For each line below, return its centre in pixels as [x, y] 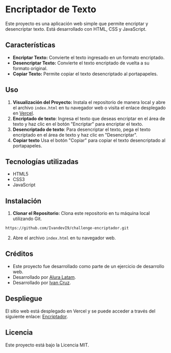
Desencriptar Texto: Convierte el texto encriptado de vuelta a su [81, 63]
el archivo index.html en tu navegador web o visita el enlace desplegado [89, 107]
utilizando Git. [27, 219]
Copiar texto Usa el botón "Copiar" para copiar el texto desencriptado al [89, 140]
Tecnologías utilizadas [42, 161]
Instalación [23, 201]
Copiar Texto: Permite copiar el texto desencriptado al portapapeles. [85, 74]
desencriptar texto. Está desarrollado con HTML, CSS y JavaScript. [76, 29]
